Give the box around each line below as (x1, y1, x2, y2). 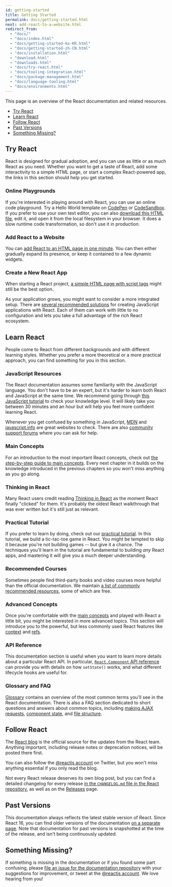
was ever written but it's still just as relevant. (5, 506, 99, 512)
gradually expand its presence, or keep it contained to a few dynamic (5, 251, 151, 257)
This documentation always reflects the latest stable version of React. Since (5, 815, 166, 821)
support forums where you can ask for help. (5, 430, 99, 436)
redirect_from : (5, 27, 38, 32)
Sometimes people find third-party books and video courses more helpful (5, 577, 161, 583)
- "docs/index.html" (10, 36, 54, 42)
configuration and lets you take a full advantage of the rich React (5, 313, 143, 319)
